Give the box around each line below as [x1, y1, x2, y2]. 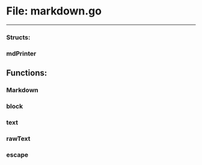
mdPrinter [6, 49, 37, 58]
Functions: [6, 68, 47, 78]
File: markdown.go [6, 4, 102, 18]
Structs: [6, 33, 31, 42]
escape [6, 151, 29, 159]
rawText [6, 134, 31, 143]
